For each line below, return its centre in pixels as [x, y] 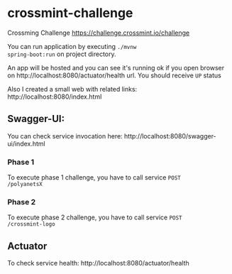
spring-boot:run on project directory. [62, 54]
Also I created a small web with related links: [72, 89]
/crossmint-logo [31, 224]
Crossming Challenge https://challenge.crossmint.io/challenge [99, 33]
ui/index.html [26, 143]
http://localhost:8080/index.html [55, 97]
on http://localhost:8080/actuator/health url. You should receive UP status [114, 75]
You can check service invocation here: [65, 136]
